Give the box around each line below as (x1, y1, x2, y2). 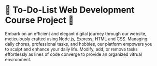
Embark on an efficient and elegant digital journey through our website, (5, 31, 147, 36)
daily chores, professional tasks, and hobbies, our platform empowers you (5, 41, 153, 47)
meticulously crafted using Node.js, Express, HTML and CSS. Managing (5, 36, 148, 42)
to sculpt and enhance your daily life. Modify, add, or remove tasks (5, 46, 138, 52)
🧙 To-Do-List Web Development (5, 4, 135, 16)
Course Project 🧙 (5, 15, 74, 26)
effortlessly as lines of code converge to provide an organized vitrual (5, 51, 142, 57)
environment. (5, 56, 31, 62)
